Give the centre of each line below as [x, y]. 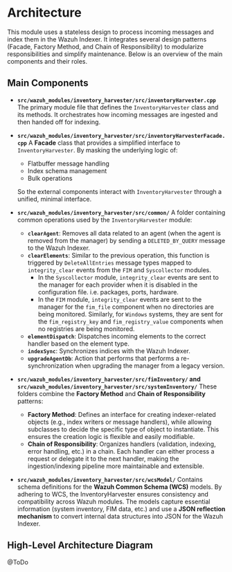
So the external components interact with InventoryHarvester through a [119, 191]
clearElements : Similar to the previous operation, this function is [118, 255]
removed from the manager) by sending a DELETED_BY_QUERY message [126, 240]
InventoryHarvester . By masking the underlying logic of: [97, 150]
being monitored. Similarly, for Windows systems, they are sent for [131, 314]
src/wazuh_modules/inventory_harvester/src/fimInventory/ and [109, 379]
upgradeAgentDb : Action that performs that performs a [104, 358]
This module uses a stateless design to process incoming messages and [111, 32]
